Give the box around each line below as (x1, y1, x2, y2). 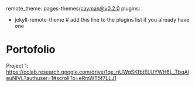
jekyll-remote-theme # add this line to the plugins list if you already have (14, 16, 190, 23)
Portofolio (6, 43, 56, 56)
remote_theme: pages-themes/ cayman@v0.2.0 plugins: (6, 5, 141, 12)
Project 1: (6, 62, 29, 69)
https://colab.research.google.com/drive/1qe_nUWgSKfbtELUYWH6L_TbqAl (6, 68, 189, 75)
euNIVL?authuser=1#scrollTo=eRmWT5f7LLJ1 (6, 74, 117, 81)
